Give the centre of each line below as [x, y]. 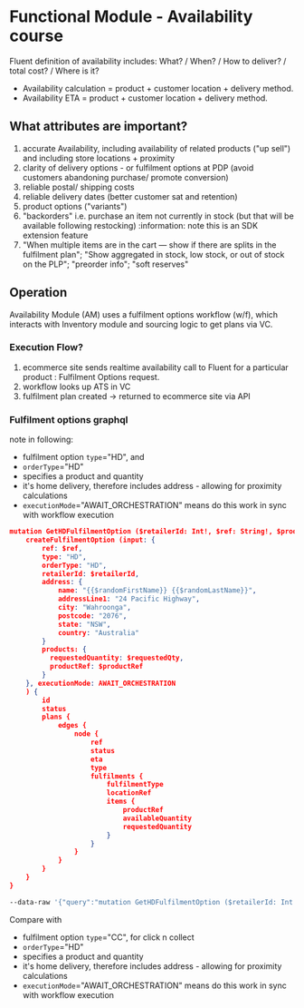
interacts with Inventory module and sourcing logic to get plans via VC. [141, 324]
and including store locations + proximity [98, 158]
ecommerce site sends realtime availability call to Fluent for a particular [156, 367]
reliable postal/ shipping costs [78, 187]
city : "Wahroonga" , [94, 608]
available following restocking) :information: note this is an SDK [140, 225]
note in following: [42, 440]
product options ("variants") [75, 206]
